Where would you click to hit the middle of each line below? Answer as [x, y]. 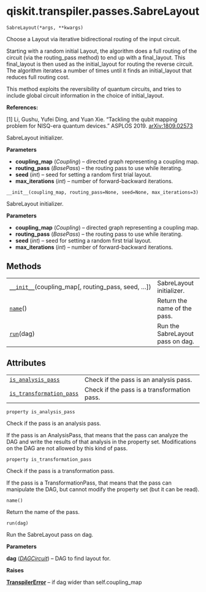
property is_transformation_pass [49, 459]
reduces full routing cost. [38, 77]
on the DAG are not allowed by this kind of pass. [67, 448]
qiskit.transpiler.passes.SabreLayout [103, 11]
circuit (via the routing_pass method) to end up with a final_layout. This [96, 57]
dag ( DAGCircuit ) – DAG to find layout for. [59, 558]
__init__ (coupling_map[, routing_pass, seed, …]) [80, 287]
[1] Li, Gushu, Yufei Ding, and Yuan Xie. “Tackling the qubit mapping [92, 119]
